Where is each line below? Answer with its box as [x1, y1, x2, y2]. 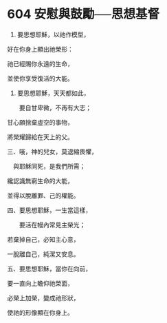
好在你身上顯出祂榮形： [7, 45, 74, 53]
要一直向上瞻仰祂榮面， [7, 279, 74, 287]
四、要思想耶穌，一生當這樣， [7, 206, 91, 214]
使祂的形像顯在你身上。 [7, 308, 74, 317]
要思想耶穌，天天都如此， [16, 89, 90, 97]
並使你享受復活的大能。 [7, 74, 74, 83]
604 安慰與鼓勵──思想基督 [7, 6, 160, 22]
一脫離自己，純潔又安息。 [7, 249, 80, 258]
